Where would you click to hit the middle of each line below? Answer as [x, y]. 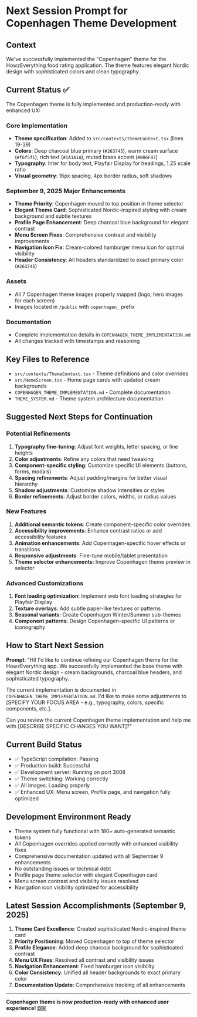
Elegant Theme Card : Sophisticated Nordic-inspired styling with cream [101, 210]
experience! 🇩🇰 [26, 1008]
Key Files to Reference [48, 359]
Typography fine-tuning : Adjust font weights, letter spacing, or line [96, 446]
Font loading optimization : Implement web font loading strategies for [98, 596]
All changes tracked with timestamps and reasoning [77, 341]
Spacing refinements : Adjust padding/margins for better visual [91, 477]
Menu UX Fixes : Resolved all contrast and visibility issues [84, 960]
